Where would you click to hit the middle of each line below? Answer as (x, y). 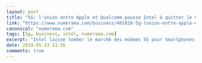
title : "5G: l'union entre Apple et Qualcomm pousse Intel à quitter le (99, 17)
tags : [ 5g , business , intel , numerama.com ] (62, 34)
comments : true (25, 51)
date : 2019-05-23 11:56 (36, 46)
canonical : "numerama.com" (40, 28)
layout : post (23, 12)
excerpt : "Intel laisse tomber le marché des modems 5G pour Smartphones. (102, 40)
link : (13, 23)
